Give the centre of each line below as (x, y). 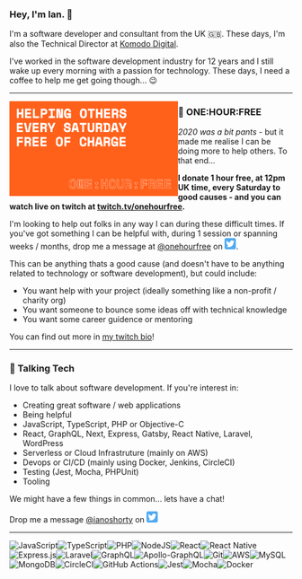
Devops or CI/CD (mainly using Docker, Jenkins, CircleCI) (129, 462)
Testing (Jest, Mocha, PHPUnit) (80, 471)
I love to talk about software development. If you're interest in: (124, 387)
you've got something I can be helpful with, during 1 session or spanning (144, 233)
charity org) (44, 300)
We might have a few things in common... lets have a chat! (117, 498)
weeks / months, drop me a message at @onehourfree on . (124, 246)
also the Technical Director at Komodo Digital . (94, 44)
